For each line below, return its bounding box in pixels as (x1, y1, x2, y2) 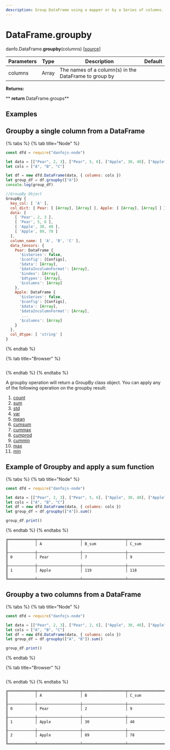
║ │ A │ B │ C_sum (6, 693, 142, 698)
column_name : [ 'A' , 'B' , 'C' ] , (10, 238, 81, 243)
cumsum (13, 421, 32, 427)
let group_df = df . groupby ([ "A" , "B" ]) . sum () (6, 637, 103, 642)
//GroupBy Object (6, 192, 42, 197)
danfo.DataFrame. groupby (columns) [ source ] (6, 46, 101, 52)
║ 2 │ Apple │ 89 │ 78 (6, 733, 135, 738)
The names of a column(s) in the (59, 66, 137, 73)
